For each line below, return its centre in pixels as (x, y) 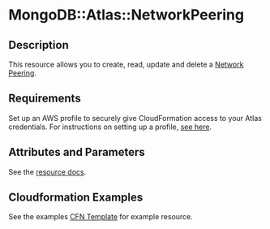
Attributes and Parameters (77, 152)
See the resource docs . (47, 171)
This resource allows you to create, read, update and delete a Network (126, 64)
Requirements (45, 99)
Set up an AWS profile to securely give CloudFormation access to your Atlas (135, 118)
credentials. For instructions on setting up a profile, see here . (110, 127)
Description (39, 45)
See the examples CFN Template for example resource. (101, 217)
